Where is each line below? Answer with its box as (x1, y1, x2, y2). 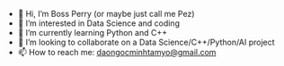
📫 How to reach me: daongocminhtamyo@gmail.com (17, 47, 217, 57)
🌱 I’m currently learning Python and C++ (17, 28, 168, 37)
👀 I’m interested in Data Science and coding (17, 18, 180, 29)
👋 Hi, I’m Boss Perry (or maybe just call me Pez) (17, 9, 195, 19)
